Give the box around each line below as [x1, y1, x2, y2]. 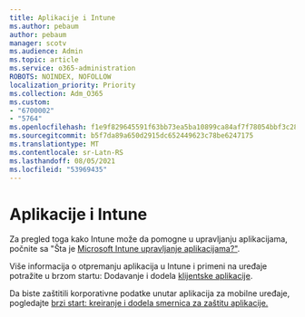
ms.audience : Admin [9, 47, 84, 56]
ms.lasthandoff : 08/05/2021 [9, 156, 116, 166]
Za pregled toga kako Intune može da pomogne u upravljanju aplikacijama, [9, 234, 288, 245]
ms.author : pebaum [9, 22, 79, 31]
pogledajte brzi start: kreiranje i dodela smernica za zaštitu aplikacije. [9, 298, 269, 309]
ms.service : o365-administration [9, 64, 136, 73]
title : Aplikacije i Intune [9, 13, 116, 23]
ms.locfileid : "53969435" [9, 165, 107, 174]
